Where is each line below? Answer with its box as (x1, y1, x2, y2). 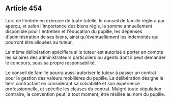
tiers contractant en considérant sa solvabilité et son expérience (5, 80, 140, 86)
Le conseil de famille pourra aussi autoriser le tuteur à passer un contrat (5, 70, 156, 76)
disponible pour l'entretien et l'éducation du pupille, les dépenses (5, 28, 142, 35)
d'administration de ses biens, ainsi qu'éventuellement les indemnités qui (5, 33, 159, 40)
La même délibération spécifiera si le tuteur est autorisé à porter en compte (5, 49, 164, 55)
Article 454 (5, 4, 42, 13)
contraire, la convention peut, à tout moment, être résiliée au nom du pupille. (5, 91, 165, 97)
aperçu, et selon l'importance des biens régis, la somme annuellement (5, 23, 153, 29)
